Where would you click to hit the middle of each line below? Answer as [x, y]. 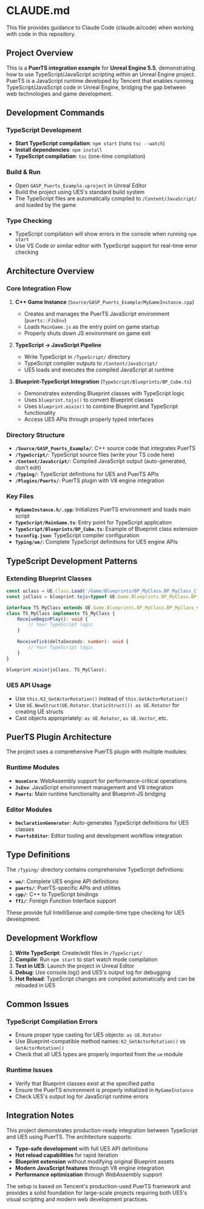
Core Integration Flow [39, 289]
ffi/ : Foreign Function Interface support [66, 901]
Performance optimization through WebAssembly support [89, 1174]
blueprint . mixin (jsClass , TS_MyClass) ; [57, 670]
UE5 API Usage [29, 685]
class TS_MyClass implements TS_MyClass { [61, 613]
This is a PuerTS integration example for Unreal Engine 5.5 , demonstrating [101, 68]
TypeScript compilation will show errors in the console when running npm [106, 234]
